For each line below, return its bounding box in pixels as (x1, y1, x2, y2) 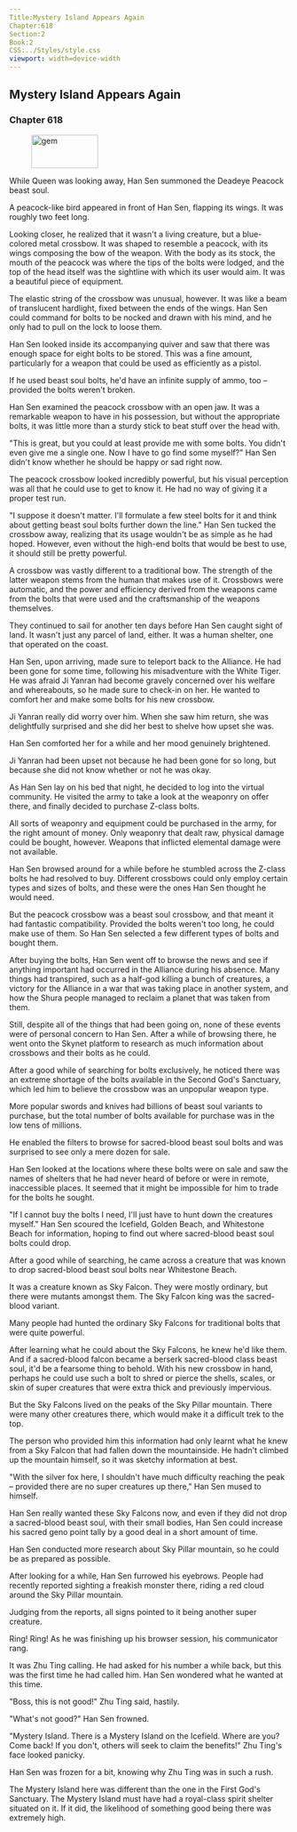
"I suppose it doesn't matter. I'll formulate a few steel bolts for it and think (9, 510, 277, 520)
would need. (9, 891, 55, 903)
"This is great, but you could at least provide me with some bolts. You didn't (9, 438, 286, 448)
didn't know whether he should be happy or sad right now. (9, 456, 223, 467)
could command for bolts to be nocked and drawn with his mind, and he (9, 312, 272, 323)
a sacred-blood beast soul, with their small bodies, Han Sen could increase (9, 1517, 284, 1528)
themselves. (9, 602, 54, 614)
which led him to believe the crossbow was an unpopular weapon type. (9, 1083, 269, 1094)
